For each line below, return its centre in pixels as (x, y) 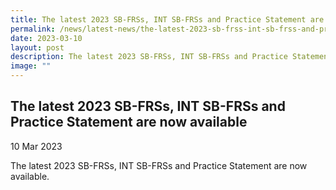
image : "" (31, 66)
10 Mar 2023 (36, 146)
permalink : (33, 29)
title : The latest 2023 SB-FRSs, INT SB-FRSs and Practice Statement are (167, 19)
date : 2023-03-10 (46, 38)
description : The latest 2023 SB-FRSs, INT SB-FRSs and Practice (149, 57)
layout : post (37, 47)
